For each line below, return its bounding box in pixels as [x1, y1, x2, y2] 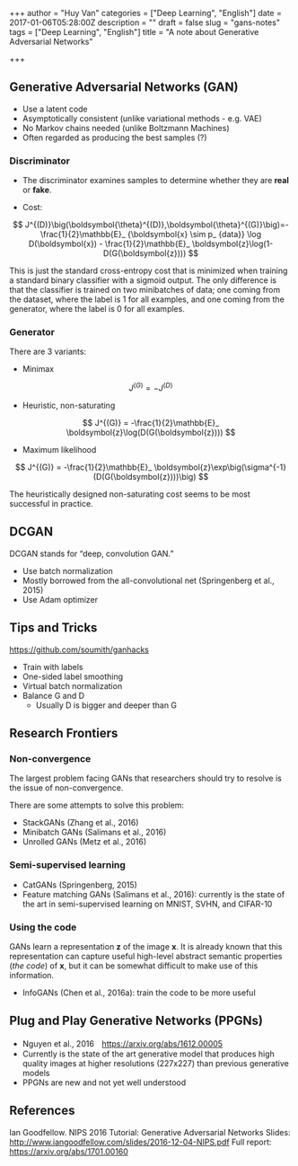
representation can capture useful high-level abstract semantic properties [9, 950, 283, 961]
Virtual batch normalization [22, 680, 123, 691]
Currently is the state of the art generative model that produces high [22, 1048, 276, 1059]
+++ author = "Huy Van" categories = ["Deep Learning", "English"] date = [9, 8, 283, 18]
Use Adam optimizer [22, 594, 99, 605]
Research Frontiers [9, 726, 118, 741]
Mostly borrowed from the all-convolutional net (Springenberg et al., [22, 575, 276, 586]
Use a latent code [22, 103, 88, 114]
